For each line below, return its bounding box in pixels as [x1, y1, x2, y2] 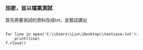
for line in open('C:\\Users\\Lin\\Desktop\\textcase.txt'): [5, 32, 139, 37]
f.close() [5, 41, 27, 46]
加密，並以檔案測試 [5, 4, 53, 11]
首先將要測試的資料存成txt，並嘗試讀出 [5, 17, 88, 23]
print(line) [14, 36, 40, 41]
